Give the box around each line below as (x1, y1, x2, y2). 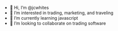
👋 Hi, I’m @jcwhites (9, 5, 49, 10)
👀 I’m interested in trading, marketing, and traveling (9, 10, 114, 16)
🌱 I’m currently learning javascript (9, 15, 78, 21)
